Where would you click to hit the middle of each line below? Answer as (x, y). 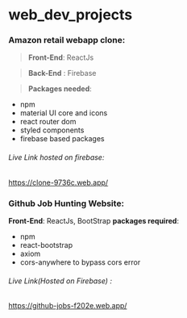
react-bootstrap (46, 245)
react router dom (48, 122)
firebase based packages (62, 139)
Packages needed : (60, 89)
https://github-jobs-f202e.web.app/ (68, 306)
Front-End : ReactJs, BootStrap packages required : (94, 220)
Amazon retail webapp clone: (67, 40)
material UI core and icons (64, 113)
